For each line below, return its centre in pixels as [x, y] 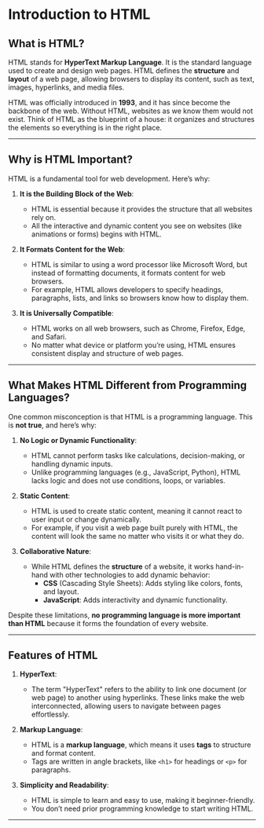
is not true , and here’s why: [52, 425]
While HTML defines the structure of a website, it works [123, 566]
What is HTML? [46, 44]
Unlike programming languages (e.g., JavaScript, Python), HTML [136, 472]
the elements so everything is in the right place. [85, 128]
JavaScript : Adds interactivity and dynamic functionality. [135, 599]
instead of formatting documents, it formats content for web [128, 273]
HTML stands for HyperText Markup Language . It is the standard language [130, 62]
